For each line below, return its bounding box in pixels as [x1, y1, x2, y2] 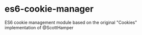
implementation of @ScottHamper [4, 24, 74, 30]
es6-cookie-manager [4, 3, 94, 15]
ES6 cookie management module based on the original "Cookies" [4, 19, 137, 25]
